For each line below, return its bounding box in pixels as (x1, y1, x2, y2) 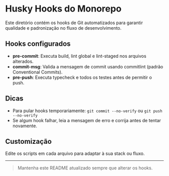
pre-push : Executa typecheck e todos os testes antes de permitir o (12, 74, 152, 80)
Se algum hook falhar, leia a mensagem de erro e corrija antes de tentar (12, 117, 161, 123)
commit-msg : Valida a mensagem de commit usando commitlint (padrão (12, 63, 163, 69)
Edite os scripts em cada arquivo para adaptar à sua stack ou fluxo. (5, 150, 145, 156)
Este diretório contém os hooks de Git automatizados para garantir (5, 20, 143, 26)
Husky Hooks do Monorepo (5, 3, 122, 15)
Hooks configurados (5, 40, 71, 48)
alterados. (12, 58, 34, 64)
